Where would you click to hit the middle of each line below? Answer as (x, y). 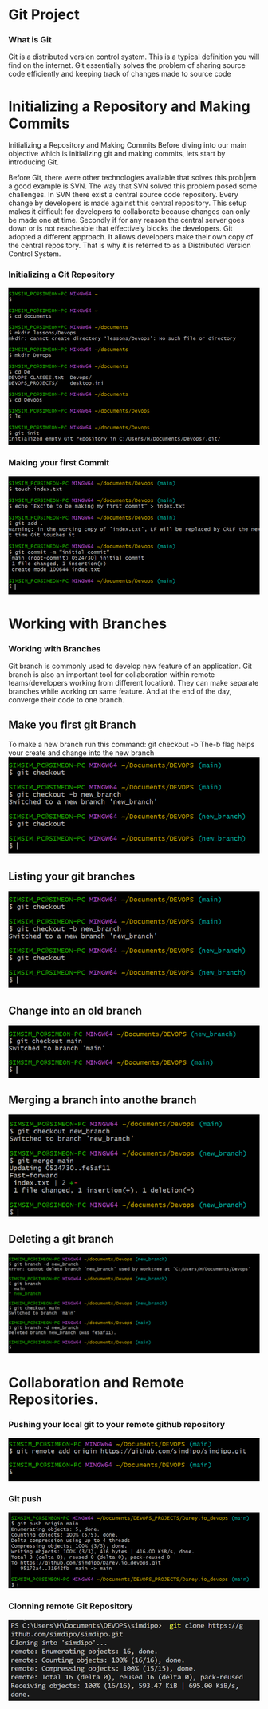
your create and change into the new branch (81, 753)
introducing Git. (34, 162)
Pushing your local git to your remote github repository (117, 1425)
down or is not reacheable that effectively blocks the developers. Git (120, 228)
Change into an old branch (75, 1010)
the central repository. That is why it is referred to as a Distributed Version (130, 246)
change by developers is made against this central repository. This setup (128, 203)
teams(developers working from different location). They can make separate (134, 682)
